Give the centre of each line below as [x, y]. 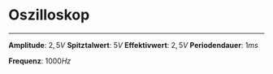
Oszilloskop [49, 15]
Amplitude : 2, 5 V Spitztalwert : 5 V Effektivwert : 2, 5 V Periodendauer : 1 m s [133, 45]
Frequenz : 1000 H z [40, 61]
